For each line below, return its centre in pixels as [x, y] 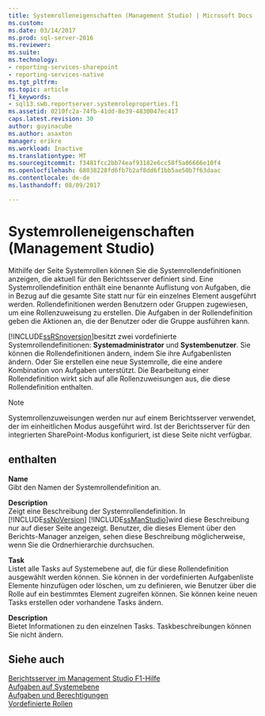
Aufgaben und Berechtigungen [59, 695]
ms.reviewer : [30, 45]
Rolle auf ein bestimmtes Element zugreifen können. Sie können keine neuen [133, 594]
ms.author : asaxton [40, 133]
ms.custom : [26, 23]
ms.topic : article [38, 89]
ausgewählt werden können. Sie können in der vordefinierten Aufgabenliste [131, 577]
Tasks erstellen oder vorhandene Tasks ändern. [86, 602]
